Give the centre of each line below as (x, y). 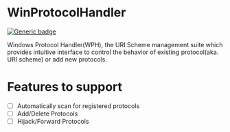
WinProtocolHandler (67, 13)
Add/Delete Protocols (47, 114)
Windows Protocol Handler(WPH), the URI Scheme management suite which (115, 44)
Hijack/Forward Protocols (53, 121)
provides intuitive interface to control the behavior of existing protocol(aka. (113, 52)
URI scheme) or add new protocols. (57, 59)
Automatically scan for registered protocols (78, 106)
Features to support (65, 87)
